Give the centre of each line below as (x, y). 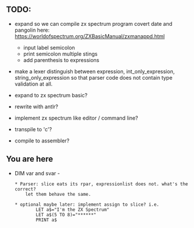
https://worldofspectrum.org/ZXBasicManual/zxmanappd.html (90, 36)
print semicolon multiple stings (60, 54)
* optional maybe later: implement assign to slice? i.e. (87, 205)
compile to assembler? (42, 141)
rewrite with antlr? (36, 106)
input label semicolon (49, 47)
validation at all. (33, 84)
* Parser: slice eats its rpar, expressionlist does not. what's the (101, 184)
